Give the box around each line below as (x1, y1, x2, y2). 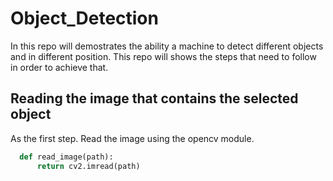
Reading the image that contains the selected (10, 90, 299, 107)
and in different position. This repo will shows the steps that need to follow (10, 50, 317, 62)
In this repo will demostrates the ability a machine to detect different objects (10, 40, 324, 52)
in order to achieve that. (10, 61, 109, 73)
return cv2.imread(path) (36, 161, 141, 171)
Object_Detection (10, 7, 159, 30)
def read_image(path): (19, 152, 114, 162)
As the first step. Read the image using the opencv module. (10, 132, 255, 144)
